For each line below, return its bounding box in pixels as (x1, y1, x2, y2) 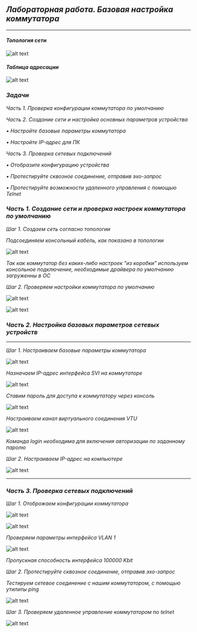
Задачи (6, 91, 29, 99)
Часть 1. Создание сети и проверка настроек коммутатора (6, 205, 186, 213)
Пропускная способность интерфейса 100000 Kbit (6, 557, 133, 564)
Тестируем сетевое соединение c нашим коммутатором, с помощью (6, 580, 181, 587)
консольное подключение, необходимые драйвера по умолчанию (6, 266, 174, 273)
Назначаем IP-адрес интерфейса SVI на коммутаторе (6, 369, 142, 377)
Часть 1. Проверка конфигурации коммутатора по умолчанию (6, 104, 164, 111)
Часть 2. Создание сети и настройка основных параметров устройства (6, 115, 188, 123)
